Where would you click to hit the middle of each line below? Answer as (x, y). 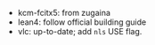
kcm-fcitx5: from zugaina (64, 13)
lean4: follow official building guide (82, 22)
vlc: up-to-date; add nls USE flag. (80, 31)
